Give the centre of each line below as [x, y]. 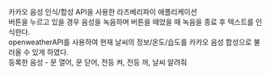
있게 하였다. [50, 52]
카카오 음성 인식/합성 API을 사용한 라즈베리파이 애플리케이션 [103, 12]
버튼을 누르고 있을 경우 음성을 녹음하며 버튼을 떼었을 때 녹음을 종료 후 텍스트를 [131, 22]
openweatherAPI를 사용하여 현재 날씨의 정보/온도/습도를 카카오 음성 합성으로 [130, 42]
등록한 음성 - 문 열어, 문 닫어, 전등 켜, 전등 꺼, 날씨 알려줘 [98, 62]
